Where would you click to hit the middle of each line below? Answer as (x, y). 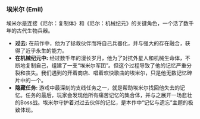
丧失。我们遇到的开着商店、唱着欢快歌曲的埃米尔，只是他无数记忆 (106, 73)
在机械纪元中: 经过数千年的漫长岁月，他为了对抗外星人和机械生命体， (100, 58)
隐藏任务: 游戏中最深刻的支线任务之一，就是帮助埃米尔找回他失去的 (97, 88)
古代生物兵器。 (35, 31)
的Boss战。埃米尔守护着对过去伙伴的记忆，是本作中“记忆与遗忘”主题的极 (104, 102)
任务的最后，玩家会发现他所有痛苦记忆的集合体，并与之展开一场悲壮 (109, 95)
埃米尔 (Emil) (25, 9)
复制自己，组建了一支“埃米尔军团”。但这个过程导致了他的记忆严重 (106, 66)
